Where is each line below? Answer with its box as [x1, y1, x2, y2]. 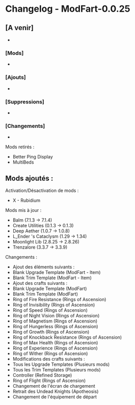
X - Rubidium [12, 197, 41, 203]
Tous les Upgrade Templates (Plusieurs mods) [12, 361, 110, 367]
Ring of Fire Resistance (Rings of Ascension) [12, 296, 106, 302]
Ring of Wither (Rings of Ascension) [12, 350, 88, 357]
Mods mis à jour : [5, 207, 42, 213]
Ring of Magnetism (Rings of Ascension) [12, 318, 98, 324]
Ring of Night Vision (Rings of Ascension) [12, 313, 100, 318]
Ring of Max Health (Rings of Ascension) [12, 340, 98, 345]
